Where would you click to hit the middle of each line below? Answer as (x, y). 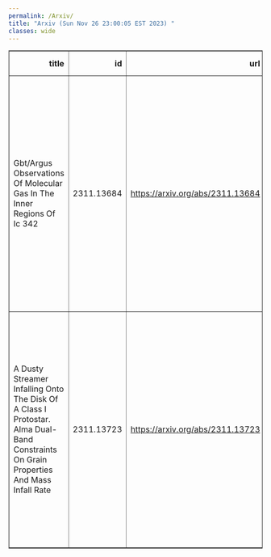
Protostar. (32, 420)
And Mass (32, 480)
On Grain (30, 460)
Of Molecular (38, 184)
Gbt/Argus (33, 163)
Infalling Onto (39, 389)
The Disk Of (36, 399)
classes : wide (32, 31)
